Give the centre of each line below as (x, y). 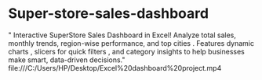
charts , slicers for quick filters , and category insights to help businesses (126, 51)
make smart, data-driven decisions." (67, 60)
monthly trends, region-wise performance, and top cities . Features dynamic (131, 43)
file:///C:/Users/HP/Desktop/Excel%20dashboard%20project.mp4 (115, 68)
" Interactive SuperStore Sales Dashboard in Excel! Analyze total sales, (122, 35)
